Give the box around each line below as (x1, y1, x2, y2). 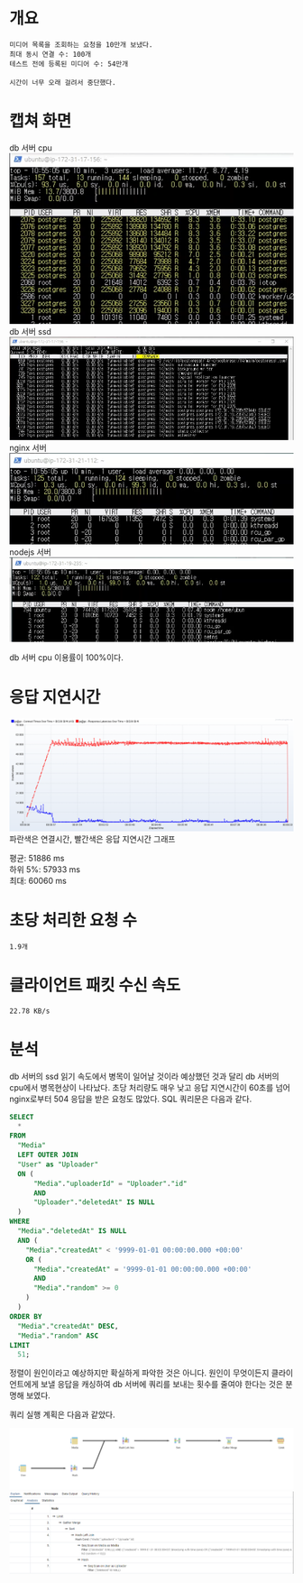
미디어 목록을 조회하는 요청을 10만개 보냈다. (9, 40, 153, 50)
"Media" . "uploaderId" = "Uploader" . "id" (32, 1179, 188, 1188)
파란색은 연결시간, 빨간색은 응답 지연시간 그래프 (9, 833, 176, 844)
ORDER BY (9, 1311, 42, 1321)
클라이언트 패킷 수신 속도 (9, 975, 181, 995)
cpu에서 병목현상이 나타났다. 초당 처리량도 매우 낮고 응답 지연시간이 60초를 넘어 (9, 1081, 290, 1092)
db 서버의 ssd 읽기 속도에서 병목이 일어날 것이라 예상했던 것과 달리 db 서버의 (9, 1071, 280, 1081)
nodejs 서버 (9, 547, 51, 557)
